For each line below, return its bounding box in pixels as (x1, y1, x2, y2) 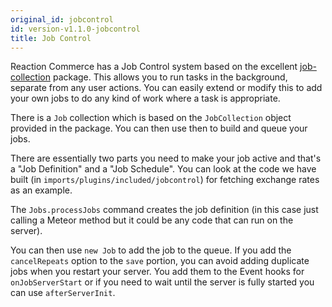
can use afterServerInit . (10, 287, 116, 299)
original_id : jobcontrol (10, 14, 114, 25)
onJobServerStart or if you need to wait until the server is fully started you (10, 276, 315, 288)
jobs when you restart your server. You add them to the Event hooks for (10, 266, 305, 278)
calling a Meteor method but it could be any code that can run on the (10, 214, 294, 226)
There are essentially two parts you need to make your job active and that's (10, 152, 322, 165)
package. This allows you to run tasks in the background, (52, 71, 288, 83)
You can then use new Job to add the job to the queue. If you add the (10, 244, 292, 256)
